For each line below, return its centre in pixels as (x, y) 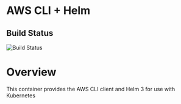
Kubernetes (21, 95)
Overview (31, 72)
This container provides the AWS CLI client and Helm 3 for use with (91, 89)
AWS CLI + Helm (48, 11)
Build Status (30, 33)
